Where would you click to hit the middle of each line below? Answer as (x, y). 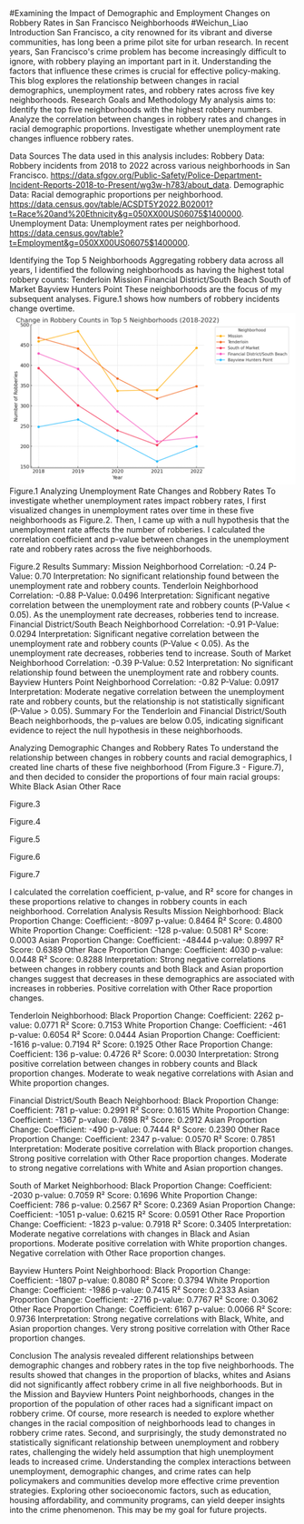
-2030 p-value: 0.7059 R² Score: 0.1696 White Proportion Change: (133, 1196)
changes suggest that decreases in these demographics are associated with (152, 979)
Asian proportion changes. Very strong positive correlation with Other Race (150, 1329)
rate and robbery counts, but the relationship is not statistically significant (147, 701)
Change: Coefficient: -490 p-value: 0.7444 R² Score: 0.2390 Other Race (145, 1129)
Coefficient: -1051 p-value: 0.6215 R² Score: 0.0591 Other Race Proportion (147, 1215)
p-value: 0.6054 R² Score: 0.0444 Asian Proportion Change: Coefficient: (145, 1035)
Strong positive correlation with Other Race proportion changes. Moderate (148, 1158)
